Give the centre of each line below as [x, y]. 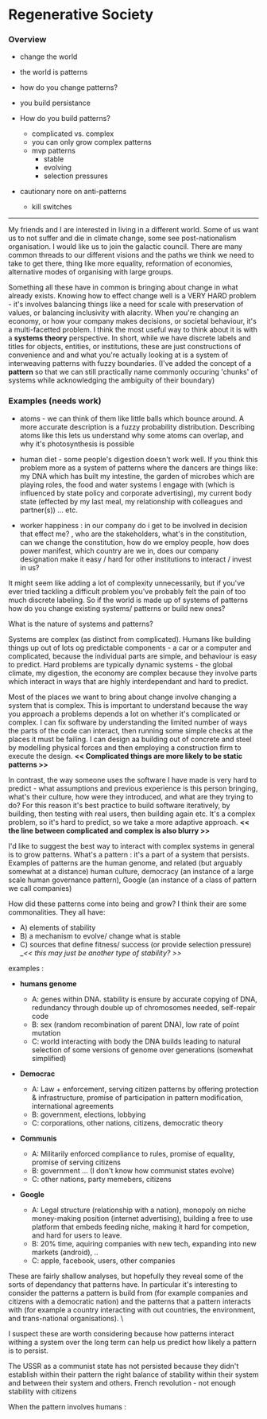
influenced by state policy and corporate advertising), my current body [135, 493]
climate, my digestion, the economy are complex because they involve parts [133, 673]
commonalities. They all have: [57, 912]
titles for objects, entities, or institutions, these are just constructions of [125, 347]
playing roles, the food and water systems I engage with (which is [127, 484]
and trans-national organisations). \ [66, 1318]
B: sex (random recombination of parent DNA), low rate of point [135, 1024]
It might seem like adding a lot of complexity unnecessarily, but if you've [127, 583]
